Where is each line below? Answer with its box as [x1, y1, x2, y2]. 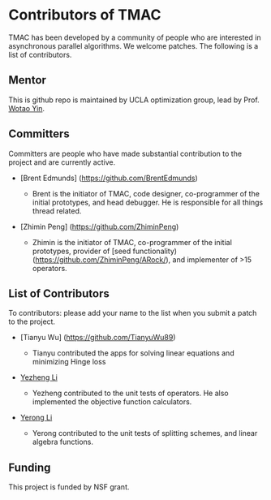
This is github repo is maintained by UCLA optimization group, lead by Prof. [8, 95, 260, 105]
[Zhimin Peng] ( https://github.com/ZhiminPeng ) [19, 222, 179, 231]
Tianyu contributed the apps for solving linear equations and [32, 348, 234, 358]
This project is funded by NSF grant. [8, 482, 130, 492]
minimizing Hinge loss [32, 357, 106, 367]
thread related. [32, 205, 82, 216]
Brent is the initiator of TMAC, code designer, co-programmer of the [32, 188, 260, 198]
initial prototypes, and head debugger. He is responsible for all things [32, 197, 264, 207]
